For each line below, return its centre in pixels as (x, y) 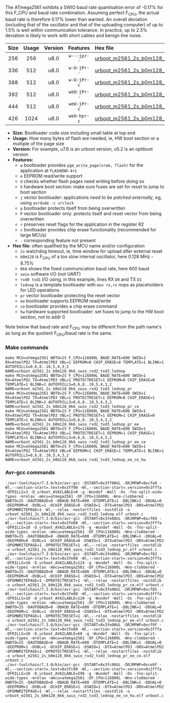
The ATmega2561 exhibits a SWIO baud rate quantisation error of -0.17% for (84, 7)
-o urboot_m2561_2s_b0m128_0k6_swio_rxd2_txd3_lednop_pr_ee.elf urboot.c (85, 620)
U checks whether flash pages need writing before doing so (82, 181)
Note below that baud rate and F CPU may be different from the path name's (83, 327)
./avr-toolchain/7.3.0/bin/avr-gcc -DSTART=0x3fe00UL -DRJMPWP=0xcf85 (81, 589)
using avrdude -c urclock (47, 202)
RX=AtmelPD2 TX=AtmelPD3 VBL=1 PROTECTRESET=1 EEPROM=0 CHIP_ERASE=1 (80, 398)
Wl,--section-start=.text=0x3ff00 (42, 487)
